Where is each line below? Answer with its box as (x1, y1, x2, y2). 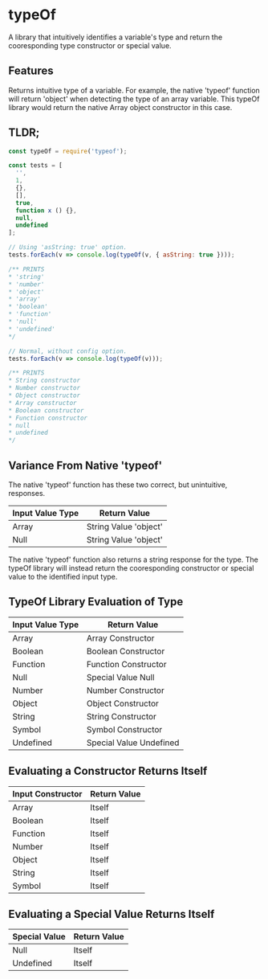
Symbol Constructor (87, 723, 163, 735)
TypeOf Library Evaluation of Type (8, 595, 184, 608)
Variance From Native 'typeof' (8, 458, 163, 472)
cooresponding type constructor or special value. (8, 40, 172, 50)
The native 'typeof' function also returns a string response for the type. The (8, 555, 258, 564)
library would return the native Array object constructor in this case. (8, 102, 233, 112)
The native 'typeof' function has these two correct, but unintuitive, (8, 480, 228, 489)
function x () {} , (15, 207, 78, 215)
